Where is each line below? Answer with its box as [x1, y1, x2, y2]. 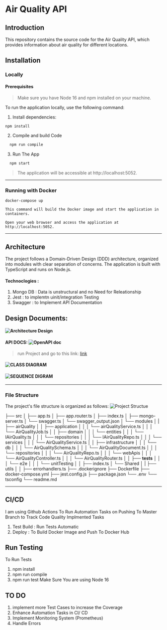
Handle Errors [12, 621, 41, 627]
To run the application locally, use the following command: [5, 104, 125, 110]
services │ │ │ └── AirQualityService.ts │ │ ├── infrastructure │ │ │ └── [5, 439, 157, 445]
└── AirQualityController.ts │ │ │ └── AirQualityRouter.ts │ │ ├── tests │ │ [5, 455, 161, 461]
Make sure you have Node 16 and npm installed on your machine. [17, 95, 152, 101]
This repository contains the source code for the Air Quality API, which [5, 36, 150, 42]
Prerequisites [5, 83, 34, 89]
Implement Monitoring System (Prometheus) [12, 615, 103, 621]
